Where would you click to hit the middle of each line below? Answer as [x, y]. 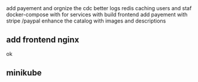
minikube [24, 73]
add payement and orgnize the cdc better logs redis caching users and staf [99, 8]
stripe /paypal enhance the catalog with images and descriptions [86, 21]
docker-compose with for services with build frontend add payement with [97, 15]
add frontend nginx [43, 40]
